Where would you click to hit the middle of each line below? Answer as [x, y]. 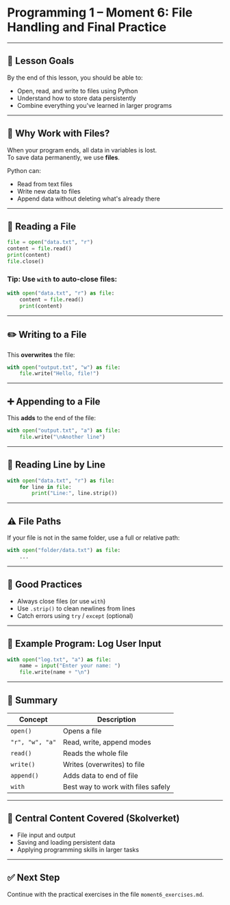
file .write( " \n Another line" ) [63, 437]
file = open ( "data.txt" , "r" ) [50, 242]
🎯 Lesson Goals [41, 61]
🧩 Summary [33, 700]
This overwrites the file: [41, 354]
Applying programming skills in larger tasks [78, 849]
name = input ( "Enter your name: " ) [70, 666]
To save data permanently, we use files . [63, 157]
